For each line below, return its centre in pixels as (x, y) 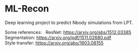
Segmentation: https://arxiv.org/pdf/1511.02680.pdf (58, 37)
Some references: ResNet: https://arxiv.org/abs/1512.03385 (68, 32)
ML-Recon (27, 9)
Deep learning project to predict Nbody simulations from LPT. (69, 22)
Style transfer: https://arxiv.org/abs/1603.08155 (54, 42)
